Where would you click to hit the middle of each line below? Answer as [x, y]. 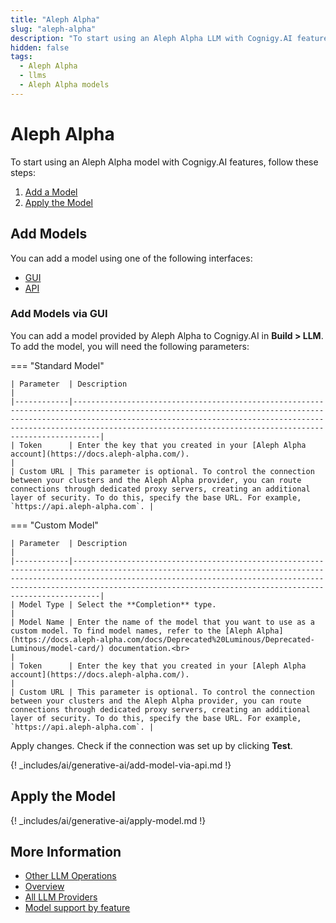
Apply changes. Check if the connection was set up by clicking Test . [151, 745]
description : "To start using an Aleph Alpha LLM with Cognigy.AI [151, 38]
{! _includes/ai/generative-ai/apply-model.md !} [108, 820]
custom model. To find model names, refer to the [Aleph [131, 631]
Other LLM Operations [70, 876]
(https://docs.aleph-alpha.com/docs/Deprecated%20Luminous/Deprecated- [162, 639]
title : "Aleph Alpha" [55, 19]
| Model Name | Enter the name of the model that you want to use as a [162, 622]
